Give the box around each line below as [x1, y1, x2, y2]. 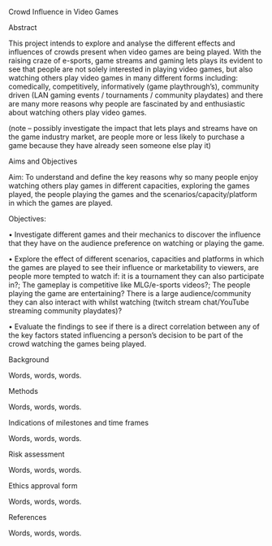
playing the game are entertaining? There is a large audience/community [8, 289, 252, 298]
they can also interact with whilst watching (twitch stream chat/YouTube [8, 297, 249, 307]
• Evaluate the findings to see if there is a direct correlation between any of [8, 321, 260, 331]
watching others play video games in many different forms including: [8, 73, 238, 82]
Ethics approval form [8, 481, 79, 491]
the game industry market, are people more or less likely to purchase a [8, 132, 245, 142]
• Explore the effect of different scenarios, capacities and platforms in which [8, 254, 265, 264]
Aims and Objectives [8, 156, 78, 166]
